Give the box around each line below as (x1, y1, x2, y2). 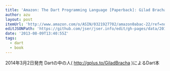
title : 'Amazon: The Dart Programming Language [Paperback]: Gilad (5, 7, 151, 13)
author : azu (5, 12, 30, 17)
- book (10, 45, 24, 50)
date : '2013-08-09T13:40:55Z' (5, 31, 69, 36)
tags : (5, 36, 17, 41)
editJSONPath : (5, 26, 35, 31)
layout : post (5, 17, 33, 22)
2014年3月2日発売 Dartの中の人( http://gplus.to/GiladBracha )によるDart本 (5, 59, 160, 66)
